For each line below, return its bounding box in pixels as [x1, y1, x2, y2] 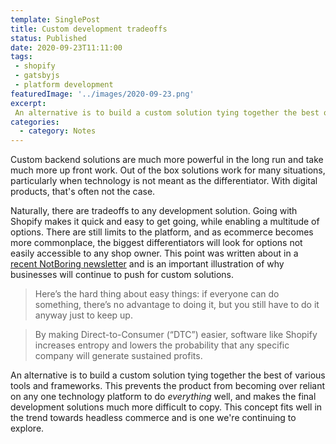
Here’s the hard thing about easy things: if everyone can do [34, 288, 280, 300]
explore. [10, 422, 45, 435]
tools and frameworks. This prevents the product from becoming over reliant [10, 380, 326, 392]
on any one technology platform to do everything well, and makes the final [10, 391, 317, 403]
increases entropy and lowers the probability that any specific [34, 339, 290, 351]
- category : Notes [19, 126, 97, 136]
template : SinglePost [10, 14, 101, 25]
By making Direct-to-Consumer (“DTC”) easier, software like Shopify [34, 329, 318, 341]
